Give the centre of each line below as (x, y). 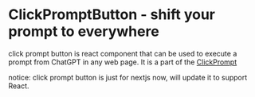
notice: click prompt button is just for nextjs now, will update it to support (128, 77)
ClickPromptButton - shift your (112, 15)
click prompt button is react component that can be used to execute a (123, 53)
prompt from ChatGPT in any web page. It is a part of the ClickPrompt (123, 62)
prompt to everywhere (84, 31)
